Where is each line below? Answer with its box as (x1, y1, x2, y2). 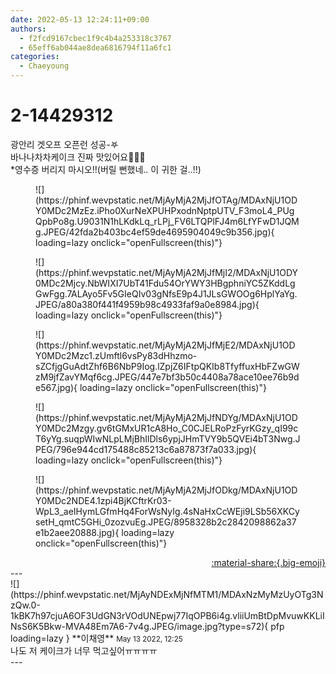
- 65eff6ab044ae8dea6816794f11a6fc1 (19, 42, 172, 53)
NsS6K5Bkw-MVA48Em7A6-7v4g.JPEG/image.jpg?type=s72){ (10, 620, 269, 632)
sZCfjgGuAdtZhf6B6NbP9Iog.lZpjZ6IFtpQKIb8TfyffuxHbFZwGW (35, 360, 300, 372)
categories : (10, 52, 60, 62)
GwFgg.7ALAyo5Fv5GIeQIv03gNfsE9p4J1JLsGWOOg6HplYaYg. (35, 287, 298, 300)
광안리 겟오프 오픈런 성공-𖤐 (10, 138, 119, 150)
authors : (10, 24, 47, 34)
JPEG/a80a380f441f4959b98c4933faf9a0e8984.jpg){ (35, 298, 260, 310)
